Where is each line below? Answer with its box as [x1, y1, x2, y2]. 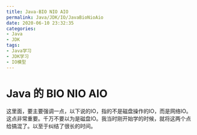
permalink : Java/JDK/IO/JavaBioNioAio [6, 14, 104, 20]
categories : [6, 25, 36, 32]
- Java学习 [6, 48, 32, 54]
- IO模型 [6, 59, 27, 65]
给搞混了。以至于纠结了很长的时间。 [6, 122, 96, 130]
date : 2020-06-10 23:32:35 [6, 20, 74, 26]
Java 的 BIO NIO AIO [6, 86, 108, 100]
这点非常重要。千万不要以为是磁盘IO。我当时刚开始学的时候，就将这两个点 [6, 115, 192, 122]
